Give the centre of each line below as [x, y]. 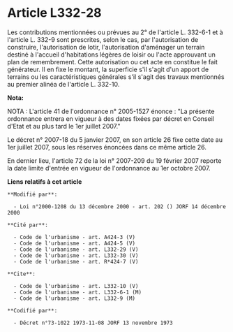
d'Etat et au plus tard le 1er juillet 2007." [64, 126]
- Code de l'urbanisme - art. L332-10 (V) [76, 286]
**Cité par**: [28, 225]
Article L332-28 [55, 13]
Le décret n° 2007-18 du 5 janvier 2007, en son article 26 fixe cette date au [115, 139]
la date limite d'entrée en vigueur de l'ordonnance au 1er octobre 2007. [109, 168]
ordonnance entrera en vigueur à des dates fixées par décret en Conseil [111, 118]
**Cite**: [22, 274]
